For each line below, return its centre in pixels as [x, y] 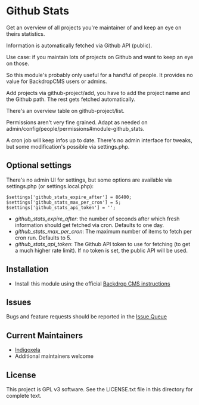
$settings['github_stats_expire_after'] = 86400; [69, 197]
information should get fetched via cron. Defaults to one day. [89, 225]
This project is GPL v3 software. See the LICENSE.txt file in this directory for [99, 389]
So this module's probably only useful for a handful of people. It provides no [100, 75]
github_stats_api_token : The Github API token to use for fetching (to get [102, 244]
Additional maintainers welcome [54, 356]
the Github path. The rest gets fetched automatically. [71, 99]
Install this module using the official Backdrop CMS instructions [92, 283]
